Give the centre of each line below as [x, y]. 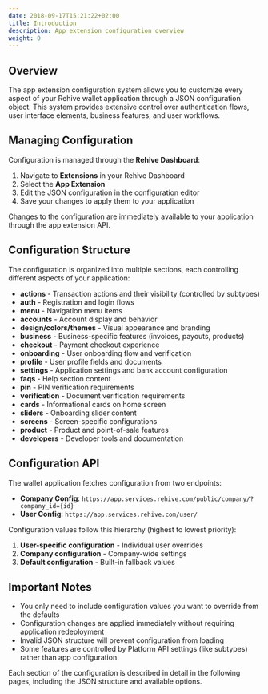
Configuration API [54, 464]
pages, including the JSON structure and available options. [105, 681]
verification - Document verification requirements [102, 395]
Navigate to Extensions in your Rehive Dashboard [102, 175]
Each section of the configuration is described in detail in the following [124, 673]
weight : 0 [25, 38]
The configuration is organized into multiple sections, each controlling [123, 269]
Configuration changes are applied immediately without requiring [127, 623]
